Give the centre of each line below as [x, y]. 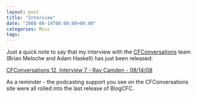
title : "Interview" [31, 18]
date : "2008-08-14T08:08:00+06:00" [51, 23]
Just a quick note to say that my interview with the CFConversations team [98, 52]
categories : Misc [28, 29]
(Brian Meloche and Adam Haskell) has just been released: [80, 58]
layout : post [23, 12]
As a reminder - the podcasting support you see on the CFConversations [97, 82]
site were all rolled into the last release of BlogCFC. [70, 88]
